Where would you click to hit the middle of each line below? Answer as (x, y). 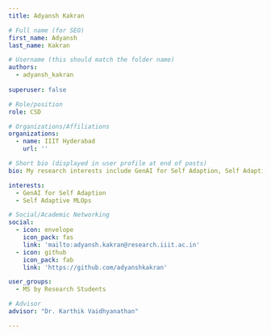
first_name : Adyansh (43, 38)
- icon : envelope (45, 230)
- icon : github (41, 252)
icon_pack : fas (48, 238)
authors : (23, 68)
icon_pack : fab (48, 260)
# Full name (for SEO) (46, 30)
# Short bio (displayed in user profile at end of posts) (108, 163)
